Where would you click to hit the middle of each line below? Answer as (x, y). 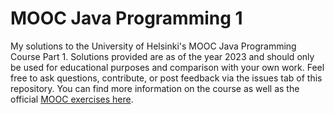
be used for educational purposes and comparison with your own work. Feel (167, 67)
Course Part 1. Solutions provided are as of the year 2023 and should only (162, 56)
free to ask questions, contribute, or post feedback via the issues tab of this (166, 78)
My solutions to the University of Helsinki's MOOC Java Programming (153, 46)
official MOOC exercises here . (72, 99)
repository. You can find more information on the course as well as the (155, 88)
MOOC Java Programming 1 (126, 18)
